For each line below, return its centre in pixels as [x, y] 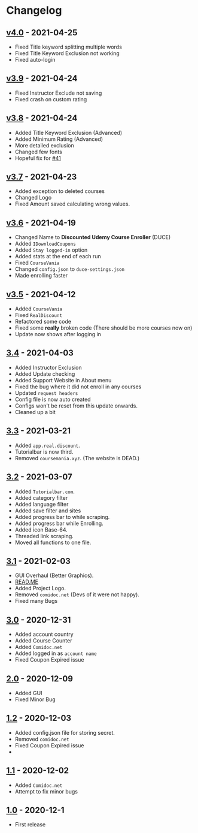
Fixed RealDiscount [39, 315]
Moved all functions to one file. [53, 542]
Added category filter [41, 497]
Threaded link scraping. [44, 536]
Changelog [34, 10]
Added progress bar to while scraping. [62, 517]
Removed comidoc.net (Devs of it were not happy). [77, 594]
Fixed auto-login [35, 60]
